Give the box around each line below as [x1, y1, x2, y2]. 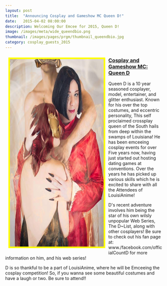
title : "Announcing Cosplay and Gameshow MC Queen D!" [5, 13, 124, 18]
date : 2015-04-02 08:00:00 [5, 18, 66, 23]
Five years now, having [108, 150, 156, 156]
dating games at [108, 160, 141, 166]
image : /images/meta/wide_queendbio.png [5, 29, 91, 34]
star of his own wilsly [108, 212, 152, 218]
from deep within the [108, 128, 151, 134]
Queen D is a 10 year [108, 80, 151, 87]
